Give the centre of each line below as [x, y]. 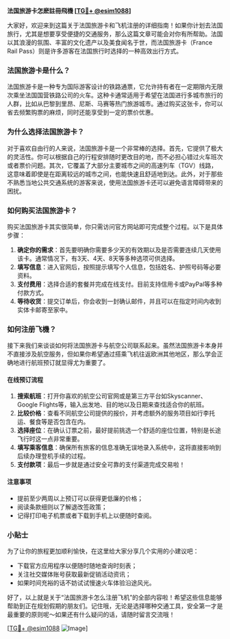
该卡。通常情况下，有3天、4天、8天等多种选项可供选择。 [98, 258]
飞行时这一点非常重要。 [50, 439]
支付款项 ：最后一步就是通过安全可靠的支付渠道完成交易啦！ [101, 465]
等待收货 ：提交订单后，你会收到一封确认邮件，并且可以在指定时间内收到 [119, 301]
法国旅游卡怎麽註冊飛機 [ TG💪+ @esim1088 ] [69, 11]
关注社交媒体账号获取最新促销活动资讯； [74, 574]
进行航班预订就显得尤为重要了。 [64, 363]
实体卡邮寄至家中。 [44, 310]
